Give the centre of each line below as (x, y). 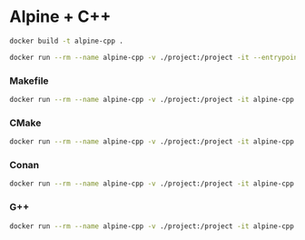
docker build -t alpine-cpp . (67, 41)
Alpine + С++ (60, 17)
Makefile (29, 81)
